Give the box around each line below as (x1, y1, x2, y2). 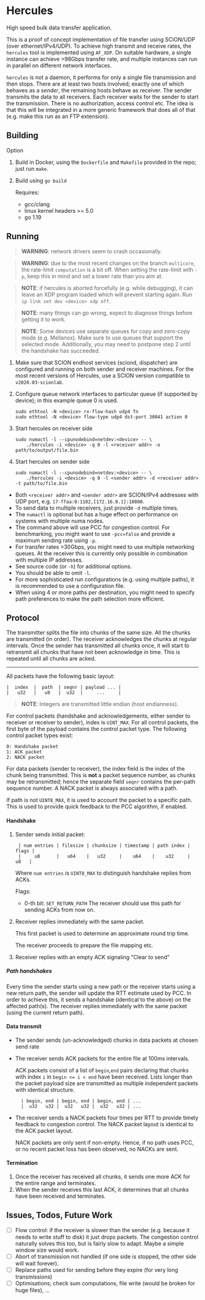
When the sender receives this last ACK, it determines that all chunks (15, 1186, 189, 1193)
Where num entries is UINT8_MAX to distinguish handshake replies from (15, 869, 192, 877)
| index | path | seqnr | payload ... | (6, 685, 121, 691)
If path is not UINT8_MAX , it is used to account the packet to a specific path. (6, 797, 193, 804)
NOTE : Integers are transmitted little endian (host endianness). (21, 700, 179, 708)
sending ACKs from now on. (24, 906, 95, 913)
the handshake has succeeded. (21, 347, 101, 354)
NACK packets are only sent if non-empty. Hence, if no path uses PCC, (15, 1138, 194, 1146)
